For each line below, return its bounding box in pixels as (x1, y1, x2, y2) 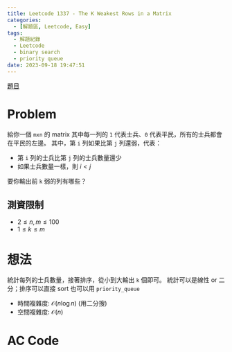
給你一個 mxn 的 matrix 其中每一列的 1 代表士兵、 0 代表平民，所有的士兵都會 (7, 130, 223, 139)
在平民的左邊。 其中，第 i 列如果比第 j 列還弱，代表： (7, 139, 162, 147)
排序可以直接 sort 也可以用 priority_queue (19, 285, 140, 293)
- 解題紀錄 (13, 36, 41, 43)
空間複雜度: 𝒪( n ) (17, 308, 64, 316)
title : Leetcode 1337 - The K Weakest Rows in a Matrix (7, 10, 172, 17)
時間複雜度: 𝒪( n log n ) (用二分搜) (17, 299, 107, 308)
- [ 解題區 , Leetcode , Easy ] (13, 23, 91, 30)
